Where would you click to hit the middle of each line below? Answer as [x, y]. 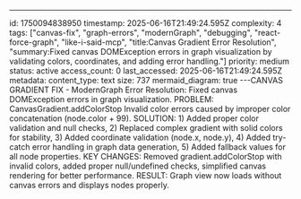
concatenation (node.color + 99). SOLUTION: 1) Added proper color [134, 118]
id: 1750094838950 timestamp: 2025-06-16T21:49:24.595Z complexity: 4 [146, 23]
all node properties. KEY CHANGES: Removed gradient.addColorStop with [146, 156]
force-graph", [34, 42]
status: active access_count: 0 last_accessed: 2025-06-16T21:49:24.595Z [146, 71]
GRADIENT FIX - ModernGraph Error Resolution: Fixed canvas [124, 90]
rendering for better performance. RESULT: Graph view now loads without [146, 175]
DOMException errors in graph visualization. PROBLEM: [112, 99]
